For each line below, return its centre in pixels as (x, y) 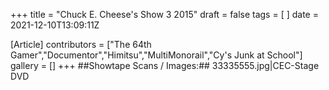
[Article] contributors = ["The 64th (81, 44)
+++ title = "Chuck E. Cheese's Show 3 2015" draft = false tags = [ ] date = (164, 14)
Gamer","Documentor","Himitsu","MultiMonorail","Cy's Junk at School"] (156, 55)
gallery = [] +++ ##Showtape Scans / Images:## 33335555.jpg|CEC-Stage (165, 65)
